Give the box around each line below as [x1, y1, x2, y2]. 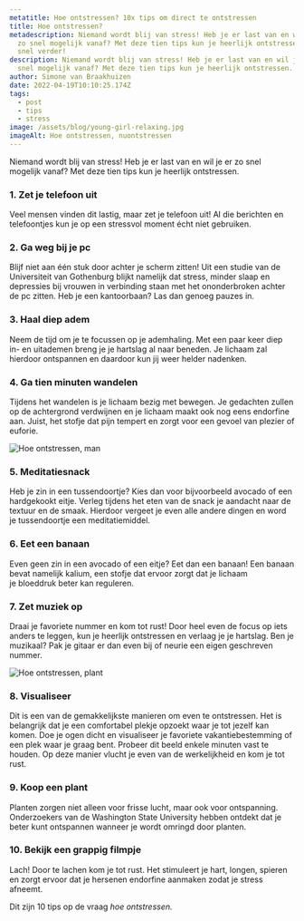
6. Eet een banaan [9, 538, 90, 550]
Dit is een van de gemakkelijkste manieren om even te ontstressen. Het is [9, 711, 282, 722]
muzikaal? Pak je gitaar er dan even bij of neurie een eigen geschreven [9, 640, 273, 651]
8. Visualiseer [9, 690, 71, 703]
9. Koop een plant [9, 781, 89, 794]
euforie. [9, 425, 39, 436]
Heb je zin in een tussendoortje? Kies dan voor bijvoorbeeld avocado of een [9, 486, 292, 497]
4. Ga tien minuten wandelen [9, 375, 138, 388]
